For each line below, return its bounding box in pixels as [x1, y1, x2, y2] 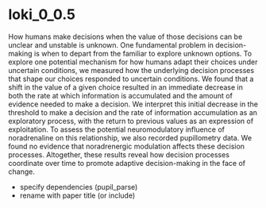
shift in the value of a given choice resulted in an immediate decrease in [8, 82, 244, 92]
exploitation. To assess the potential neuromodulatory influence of [8, 125, 225, 134]
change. [8, 167, 36, 176]
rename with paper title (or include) [19, 191, 136, 200]
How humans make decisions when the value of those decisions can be [8, 32, 243, 41]
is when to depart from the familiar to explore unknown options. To [33, 48, 253, 58]
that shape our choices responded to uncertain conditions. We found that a [8, 74, 254, 83]
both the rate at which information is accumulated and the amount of [8, 91, 233, 100]
